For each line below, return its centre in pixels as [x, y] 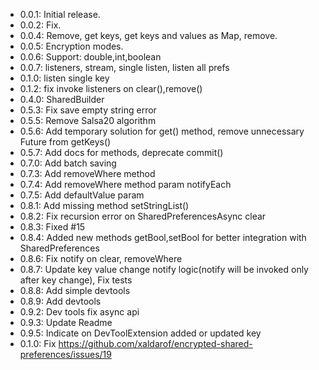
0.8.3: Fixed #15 [52, 227]
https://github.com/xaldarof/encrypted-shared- [155, 343]
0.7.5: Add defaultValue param [82, 195]
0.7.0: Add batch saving [68, 163]
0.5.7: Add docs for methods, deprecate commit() [121, 152]
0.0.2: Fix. [40, 25]
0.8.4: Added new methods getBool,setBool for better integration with [163, 237]
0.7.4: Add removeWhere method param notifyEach [125, 184]
